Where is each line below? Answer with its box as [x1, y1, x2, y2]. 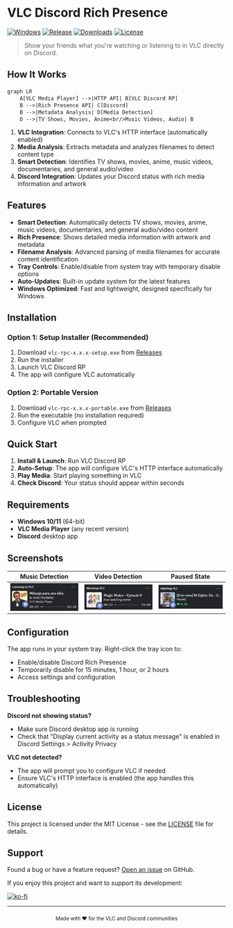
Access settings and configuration [17, 673, 116, 681]
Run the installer [17, 356, 64, 364]
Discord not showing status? [7, 711, 92, 719]
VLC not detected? [7, 753, 62, 761]
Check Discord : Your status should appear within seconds [17, 479, 185, 487]
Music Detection [19, 572, 69, 581]
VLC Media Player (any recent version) [17, 525, 130, 533]
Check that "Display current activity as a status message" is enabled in [17, 732, 221, 740]
